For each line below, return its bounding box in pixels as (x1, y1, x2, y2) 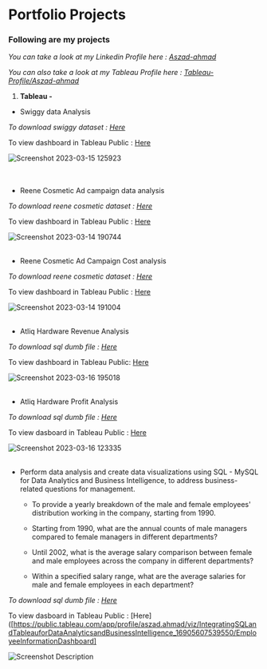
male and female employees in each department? (31, 580, 194, 590)
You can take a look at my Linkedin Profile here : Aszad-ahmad (8, 52, 217, 61)
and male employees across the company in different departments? (31, 556, 253, 566)
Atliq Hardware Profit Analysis (19, 397, 119, 406)
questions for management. (45, 485, 135, 494)
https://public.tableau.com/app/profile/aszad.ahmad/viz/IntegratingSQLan (13, 620, 257, 629)
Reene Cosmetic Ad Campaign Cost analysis (19, 256, 167, 266)
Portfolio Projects (8, 6, 126, 24)
